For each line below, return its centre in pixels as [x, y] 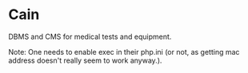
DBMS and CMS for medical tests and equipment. [90, 36]
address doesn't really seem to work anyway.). [85, 60]
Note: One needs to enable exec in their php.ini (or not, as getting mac [124, 52]
